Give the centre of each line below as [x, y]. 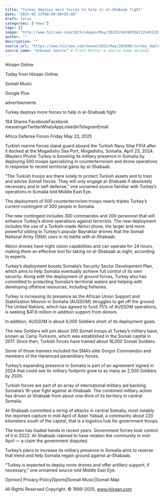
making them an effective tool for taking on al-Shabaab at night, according [80, 251]
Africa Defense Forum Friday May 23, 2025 [49, 136]
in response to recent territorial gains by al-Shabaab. [58, 166]
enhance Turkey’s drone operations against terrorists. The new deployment [81, 221]
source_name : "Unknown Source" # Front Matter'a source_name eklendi [77, 50]
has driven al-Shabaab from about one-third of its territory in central [74, 396]
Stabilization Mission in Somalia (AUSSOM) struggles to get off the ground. [80, 301]
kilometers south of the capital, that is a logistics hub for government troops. [82, 421]
